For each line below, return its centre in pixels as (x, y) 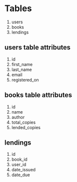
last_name (22, 69)
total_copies (23, 122)
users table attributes (38, 47)
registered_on (25, 80)
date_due (21, 175)
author (18, 117)
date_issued (23, 170)
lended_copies (26, 127)
